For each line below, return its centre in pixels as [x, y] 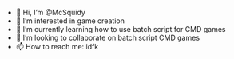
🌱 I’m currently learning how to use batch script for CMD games [121, 29]
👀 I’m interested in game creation [70, 21]
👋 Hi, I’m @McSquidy [50, 12]
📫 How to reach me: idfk [57, 47]
